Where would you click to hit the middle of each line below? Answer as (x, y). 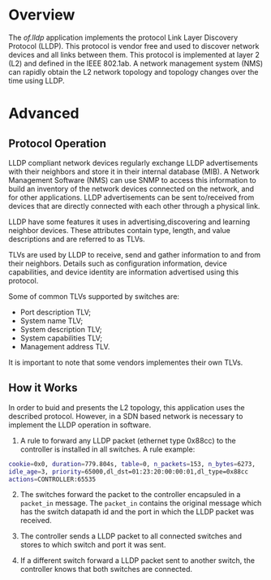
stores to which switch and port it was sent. (93, 545)
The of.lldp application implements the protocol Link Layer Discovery (123, 37)
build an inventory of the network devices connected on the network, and (131, 188)
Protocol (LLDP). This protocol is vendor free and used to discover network (134, 45)
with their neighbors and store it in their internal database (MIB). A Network (134, 171)
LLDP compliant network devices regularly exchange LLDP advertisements (133, 162)
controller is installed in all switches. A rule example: (108, 449)
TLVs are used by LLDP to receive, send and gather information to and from (135, 254)
